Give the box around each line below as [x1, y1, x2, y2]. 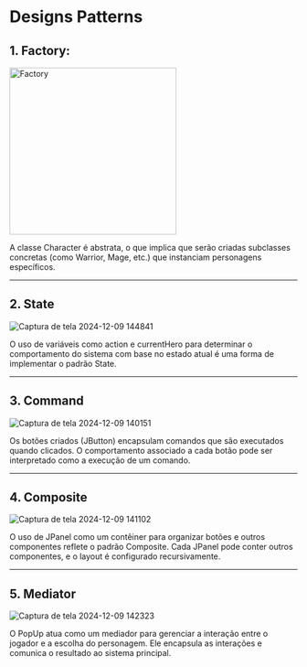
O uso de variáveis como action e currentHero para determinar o [9, 339, 253, 350]
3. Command [9, 393, 84, 409]
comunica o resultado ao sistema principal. [9, 648, 172, 659]
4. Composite [9, 489, 88, 505]
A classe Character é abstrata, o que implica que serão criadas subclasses [9, 242, 291, 253]
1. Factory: [9, 43, 70, 59]
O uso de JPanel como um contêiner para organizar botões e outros [9, 532, 266, 543]
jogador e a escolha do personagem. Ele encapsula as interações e [9, 638, 262, 649]
